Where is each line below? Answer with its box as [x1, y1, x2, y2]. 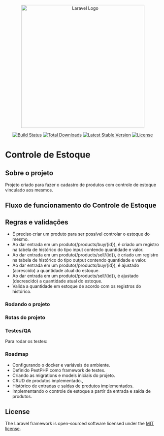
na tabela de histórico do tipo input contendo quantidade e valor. [12, 247, 144, 253]
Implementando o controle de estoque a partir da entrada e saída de [12, 388, 151, 394]
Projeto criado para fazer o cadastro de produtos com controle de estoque [5, 182, 157, 187]
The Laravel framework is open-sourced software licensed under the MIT [5, 421, 154, 427]
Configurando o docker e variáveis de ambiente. [12, 362, 110, 368]
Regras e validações [5, 218, 68, 226]
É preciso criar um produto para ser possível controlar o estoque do [12, 231, 150, 237]
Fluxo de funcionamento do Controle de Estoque [5, 201, 157, 210]
